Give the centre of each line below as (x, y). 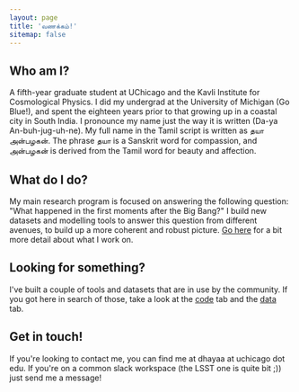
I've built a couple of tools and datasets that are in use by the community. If (149, 290)
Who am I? (40, 71)
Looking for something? (78, 267)
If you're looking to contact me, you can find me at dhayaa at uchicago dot (147, 358)
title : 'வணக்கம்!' (44, 26)
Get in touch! (46, 337)
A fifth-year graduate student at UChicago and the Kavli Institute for (135, 93)
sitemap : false (38, 34)
